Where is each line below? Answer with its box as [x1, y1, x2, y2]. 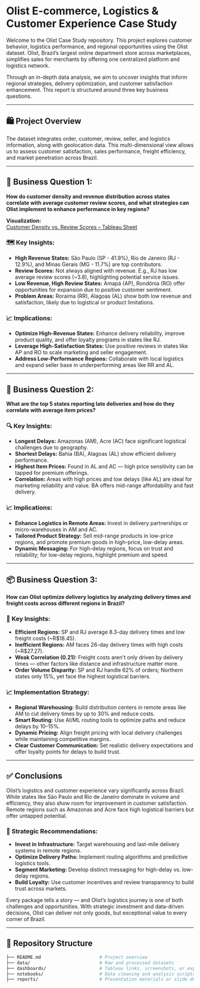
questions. [6, 92, 32, 100]
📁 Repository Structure [6, 938, 93, 949]
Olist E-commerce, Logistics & [6, 4, 159, 18]
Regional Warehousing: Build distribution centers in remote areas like [14, 703, 186, 711]
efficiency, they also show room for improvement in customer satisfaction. [6, 799, 188, 807]
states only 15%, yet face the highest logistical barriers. [14, 672, 151, 680]
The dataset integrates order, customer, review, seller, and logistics [6, 135, 171, 142]
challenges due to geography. [14, 444, 88, 451]
